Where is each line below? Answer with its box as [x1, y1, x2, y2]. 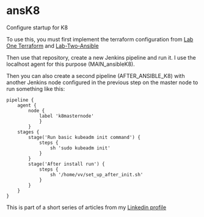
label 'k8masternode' [38, 113, 95, 119]
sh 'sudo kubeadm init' [49, 144, 111, 151]
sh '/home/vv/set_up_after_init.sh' [49, 171, 144, 177]
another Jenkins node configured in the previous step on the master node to [6, 79, 199, 86]
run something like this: [6, 85, 65, 92]
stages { [17, 129, 40, 135]
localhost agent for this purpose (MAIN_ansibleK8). [6, 60, 136, 68]
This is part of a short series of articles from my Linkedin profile [6, 204, 167, 211]
